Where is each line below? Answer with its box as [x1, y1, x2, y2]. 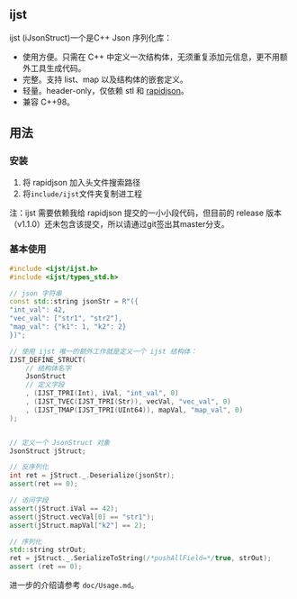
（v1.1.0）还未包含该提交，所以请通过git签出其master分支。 [9, 218, 229, 229]
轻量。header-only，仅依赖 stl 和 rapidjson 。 [22, 85, 189, 95]
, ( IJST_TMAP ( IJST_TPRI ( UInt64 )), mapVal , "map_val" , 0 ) [25, 405, 244, 414]
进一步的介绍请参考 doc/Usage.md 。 [9, 580, 139, 591]
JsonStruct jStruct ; [9, 446, 87, 456]
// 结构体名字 [25, 364, 72, 373]
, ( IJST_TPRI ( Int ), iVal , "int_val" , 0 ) [25, 389, 179, 398]
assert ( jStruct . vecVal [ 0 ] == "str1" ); [9, 513, 155, 522]
